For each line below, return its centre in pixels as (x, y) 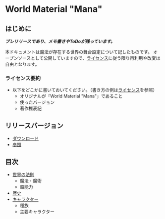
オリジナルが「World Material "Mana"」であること (71, 96)
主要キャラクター (37, 212)
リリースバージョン (34, 125)
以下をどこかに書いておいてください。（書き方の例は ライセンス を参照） (85, 90)
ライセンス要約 (23, 78)
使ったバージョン (37, 102)
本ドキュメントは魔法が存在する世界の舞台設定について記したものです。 (79, 52)
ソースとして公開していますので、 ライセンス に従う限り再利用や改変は (89, 58)
